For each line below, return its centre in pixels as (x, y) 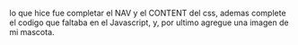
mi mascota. (32, 32)
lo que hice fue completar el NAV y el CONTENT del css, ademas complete (148, 13)
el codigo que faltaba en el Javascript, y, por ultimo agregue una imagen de (149, 22)
